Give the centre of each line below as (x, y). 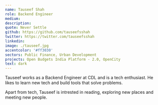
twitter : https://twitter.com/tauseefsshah (50, 37)
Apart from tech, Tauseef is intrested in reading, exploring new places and (79, 92)
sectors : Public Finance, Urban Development (51, 55)
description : (18, 23)
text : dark (16, 64)
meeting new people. (26, 97)
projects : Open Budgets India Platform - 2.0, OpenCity (63, 59)
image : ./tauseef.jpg (27, 46)
